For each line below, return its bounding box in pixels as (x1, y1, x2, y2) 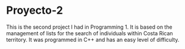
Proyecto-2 (6, 4, 64, 17)
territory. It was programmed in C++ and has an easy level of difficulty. (6, 36, 180, 43)
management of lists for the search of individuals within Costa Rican (6, 29, 174, 36)
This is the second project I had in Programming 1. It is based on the (6, 23, 173, 30)
